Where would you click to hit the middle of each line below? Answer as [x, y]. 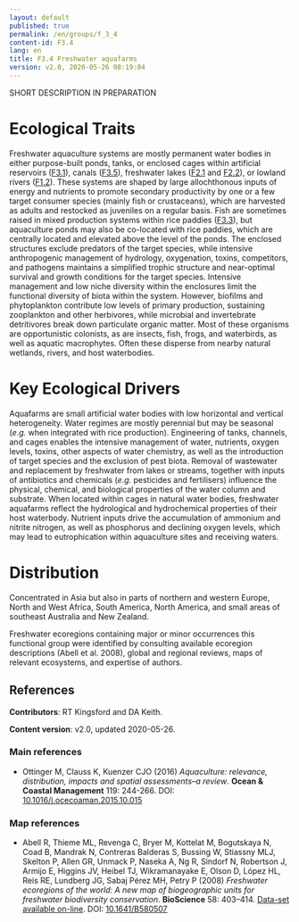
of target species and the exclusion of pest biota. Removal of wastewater [144, 461]
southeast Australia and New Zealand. [79, 616]
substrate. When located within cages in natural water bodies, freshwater [144, 498]
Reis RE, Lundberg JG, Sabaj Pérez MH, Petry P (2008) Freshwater [145, 881]
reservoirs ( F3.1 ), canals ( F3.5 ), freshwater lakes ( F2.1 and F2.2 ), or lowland [147, 172]
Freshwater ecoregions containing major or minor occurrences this [132, 634]
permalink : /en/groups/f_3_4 [63, 34]
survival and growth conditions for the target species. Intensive [125, 277]
